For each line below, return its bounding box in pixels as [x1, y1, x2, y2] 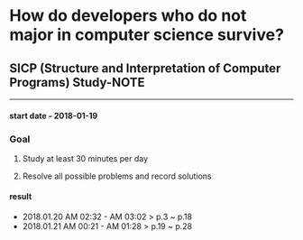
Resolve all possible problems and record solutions [22, 171, 212, 181]
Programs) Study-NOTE [9, 74, 145, 90]
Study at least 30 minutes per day [22, 152, 149, 163]
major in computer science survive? [9, 24, 284, 45]
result [9, 191, 32, 202]
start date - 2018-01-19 [9, 110, 98, 121]
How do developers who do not [9, 5, 247, 26]
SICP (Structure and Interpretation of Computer [9, 60, 281, 76]
